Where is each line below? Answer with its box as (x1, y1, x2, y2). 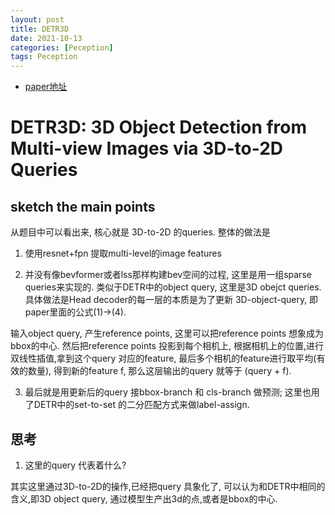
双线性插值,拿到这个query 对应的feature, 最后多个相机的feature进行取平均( (10, 352, 317, 365)
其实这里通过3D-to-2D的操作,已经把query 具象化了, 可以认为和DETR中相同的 (10, 480, 326, 492)
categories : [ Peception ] (10, 42, 114, 53)
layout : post (10, 14, 65, 25)
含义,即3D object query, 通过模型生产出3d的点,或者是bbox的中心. (10, 492, 278, 505)
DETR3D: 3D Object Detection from (10, 116, 308, 139)
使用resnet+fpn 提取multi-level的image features (24, 247, 222, 260)
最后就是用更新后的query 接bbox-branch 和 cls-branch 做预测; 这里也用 (24, 386, 320, 398)
